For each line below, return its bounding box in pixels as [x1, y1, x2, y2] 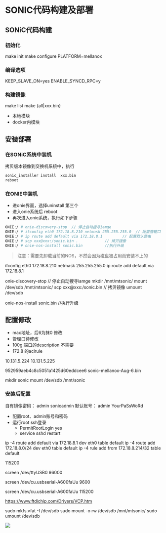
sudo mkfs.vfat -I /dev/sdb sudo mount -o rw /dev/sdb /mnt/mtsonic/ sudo [5, 507, 157, 514]
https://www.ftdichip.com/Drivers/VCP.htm [5, 498, 92, 504]
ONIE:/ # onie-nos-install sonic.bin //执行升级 [5, 243, 124, 248]
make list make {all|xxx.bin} [5, 103, 61, 109]
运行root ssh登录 [12, 419, 47, 425]
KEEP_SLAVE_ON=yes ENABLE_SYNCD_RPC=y [5, 78, 101, 84]
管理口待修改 [12, 336, 39, 342]
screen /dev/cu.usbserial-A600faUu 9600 [5, 479, 90, 485]
